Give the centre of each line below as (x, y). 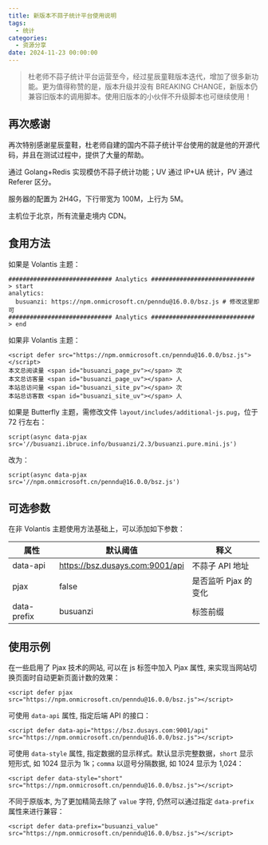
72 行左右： (28, 422)
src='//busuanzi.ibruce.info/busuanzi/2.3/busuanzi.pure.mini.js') (123, 444)
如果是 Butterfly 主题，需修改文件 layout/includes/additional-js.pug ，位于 (133, 411)
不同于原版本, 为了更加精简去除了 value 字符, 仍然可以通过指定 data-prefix (131, 801)
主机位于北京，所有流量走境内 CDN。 (69, 216)
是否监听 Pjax (217, 581)
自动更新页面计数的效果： (78, 678)
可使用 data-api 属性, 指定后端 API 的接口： (80, 716)
